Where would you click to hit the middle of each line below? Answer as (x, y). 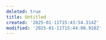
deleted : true (24, 11)
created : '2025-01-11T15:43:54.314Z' (53, 22)
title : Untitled (26, 17)
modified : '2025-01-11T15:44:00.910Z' (54, 28)
